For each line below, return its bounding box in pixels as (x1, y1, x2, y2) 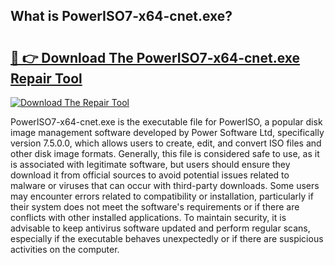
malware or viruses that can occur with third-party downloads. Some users (10, 180, 320, 191)
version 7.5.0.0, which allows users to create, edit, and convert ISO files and (10, 137, 322, 149)
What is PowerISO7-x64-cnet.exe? (10, 8, 233, 25)
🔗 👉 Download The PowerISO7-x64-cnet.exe (10, 49, 301, 66)
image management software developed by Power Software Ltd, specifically (10, 127, 325, 138)
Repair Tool (10, 70, 83, 87)
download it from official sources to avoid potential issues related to (10, 169, 290, 181)
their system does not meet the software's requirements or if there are (10, 201, 300, 213)
